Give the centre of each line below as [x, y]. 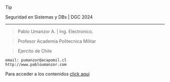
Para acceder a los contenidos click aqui [48, 74]
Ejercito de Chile [35, 51]
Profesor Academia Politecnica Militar [57, 41]
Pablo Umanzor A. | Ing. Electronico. [55, 31]
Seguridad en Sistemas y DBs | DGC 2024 [49, 17]
